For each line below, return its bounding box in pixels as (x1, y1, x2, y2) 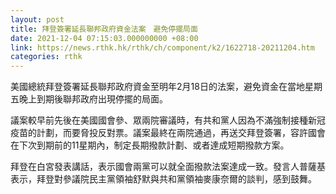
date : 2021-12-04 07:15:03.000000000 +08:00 (10, 33, 199, 43)
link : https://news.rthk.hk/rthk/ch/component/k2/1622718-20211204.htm (10, 42, 315, 53)
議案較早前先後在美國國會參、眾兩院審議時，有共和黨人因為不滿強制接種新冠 (10, 114, 326, 126)
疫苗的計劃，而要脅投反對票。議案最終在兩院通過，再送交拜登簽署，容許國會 (10, 127, 326, 139)
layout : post (10, 14, 65, 25)
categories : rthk (10, 52, 83, 62)
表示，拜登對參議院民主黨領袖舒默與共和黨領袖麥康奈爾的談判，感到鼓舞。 (10, 173, 317, 185)
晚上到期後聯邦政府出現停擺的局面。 (18, 93, 168, 105)
